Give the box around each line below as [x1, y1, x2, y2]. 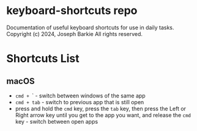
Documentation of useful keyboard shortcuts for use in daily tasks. [6, 24, 174, 31]
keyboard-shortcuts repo [6, 4, 138, 18]
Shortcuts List [6, 52, 80, 66]
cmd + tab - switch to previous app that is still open [15, 98, 144, 105]
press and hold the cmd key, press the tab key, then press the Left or [15, 105, 187, 112]
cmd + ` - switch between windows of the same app [15, 92, 146, 99]
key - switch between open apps [15, 118, 98, 125]
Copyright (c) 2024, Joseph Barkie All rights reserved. [6, 30, 143, 37]
